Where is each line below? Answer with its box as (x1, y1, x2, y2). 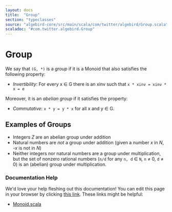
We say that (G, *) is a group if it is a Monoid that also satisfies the (5, 66, 147, 72)
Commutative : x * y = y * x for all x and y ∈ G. (12, 106, 115, 112)
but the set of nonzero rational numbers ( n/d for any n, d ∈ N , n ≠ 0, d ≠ (12, 156, 164, 162)
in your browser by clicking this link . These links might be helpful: (5, 191, 143, 198)
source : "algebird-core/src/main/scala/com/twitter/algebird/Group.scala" (5, 22, 168, 27)
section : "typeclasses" (5, 17, 56, 22)
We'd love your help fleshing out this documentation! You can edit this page (5, 186, 165, 192)
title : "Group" (5, 12, 40, 17)
